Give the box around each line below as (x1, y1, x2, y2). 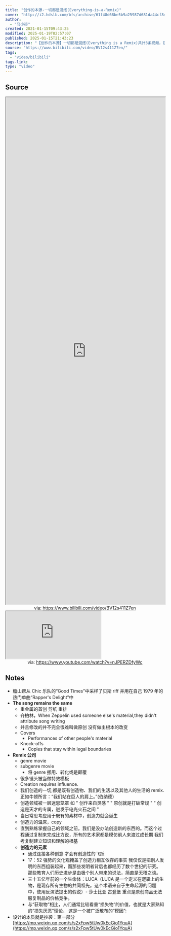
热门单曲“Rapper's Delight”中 (12, 694, 74, 700)
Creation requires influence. (20, 781, 78, 787)
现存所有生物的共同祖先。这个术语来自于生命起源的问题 (41, 882, 157, 888)
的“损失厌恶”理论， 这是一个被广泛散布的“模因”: (27, 908, 127, 914)
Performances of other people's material (27, 735, 112, 741)
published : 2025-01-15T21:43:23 (5, 36, 73, 41)
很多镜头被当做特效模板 (20, 775, 69, 781)
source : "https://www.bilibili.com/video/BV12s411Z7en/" (5, 45, 128, 50)
